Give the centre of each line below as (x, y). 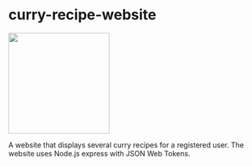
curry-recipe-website (82, 15)
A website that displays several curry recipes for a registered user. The (126, 145)
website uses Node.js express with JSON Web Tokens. (99, 153)
